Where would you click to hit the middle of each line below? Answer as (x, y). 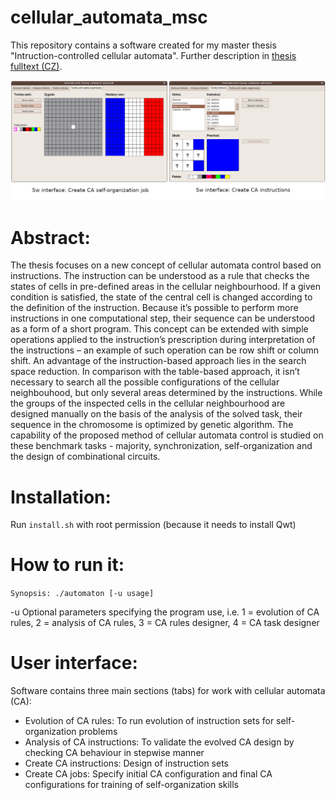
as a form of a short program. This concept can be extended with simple (159, 329)
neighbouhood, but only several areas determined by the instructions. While (166, 393)
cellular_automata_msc (109, 17)
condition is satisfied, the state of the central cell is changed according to (161, 297)
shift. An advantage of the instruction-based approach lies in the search (158, 361)
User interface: (74, 663)
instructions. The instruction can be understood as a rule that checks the (160, 276)
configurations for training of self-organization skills (131, 785)
